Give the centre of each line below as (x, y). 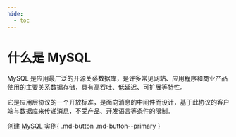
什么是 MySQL (49, 58)
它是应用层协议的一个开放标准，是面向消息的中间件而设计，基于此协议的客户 (118, 102)
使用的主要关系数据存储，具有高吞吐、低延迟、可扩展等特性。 (97, 87)
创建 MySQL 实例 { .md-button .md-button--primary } (84, 126)
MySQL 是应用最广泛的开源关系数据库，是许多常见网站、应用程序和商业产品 (118, 78)
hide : (15, 14)
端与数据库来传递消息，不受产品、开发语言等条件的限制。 (91, 111)
